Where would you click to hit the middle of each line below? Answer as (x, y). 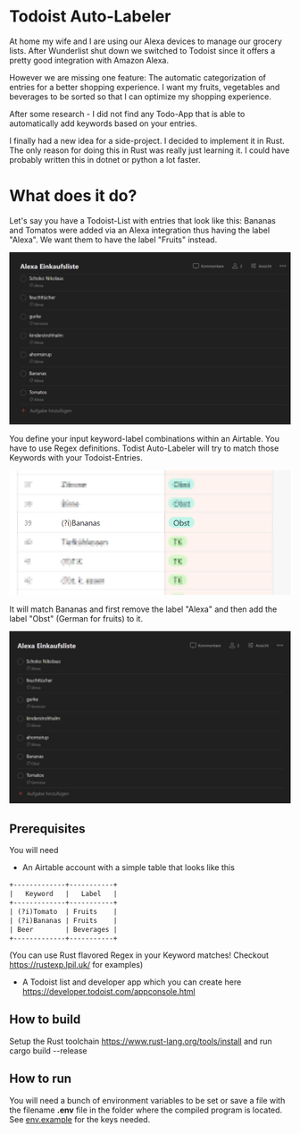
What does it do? (73, 196)
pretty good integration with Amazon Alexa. (89, 60)
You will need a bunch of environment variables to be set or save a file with (147, 1100)
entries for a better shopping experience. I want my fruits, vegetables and (145, 87)
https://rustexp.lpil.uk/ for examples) (76, 964)
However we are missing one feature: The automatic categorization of (137, 77)
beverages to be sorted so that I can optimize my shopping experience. (141, 97)
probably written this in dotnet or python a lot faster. (105, 159)
